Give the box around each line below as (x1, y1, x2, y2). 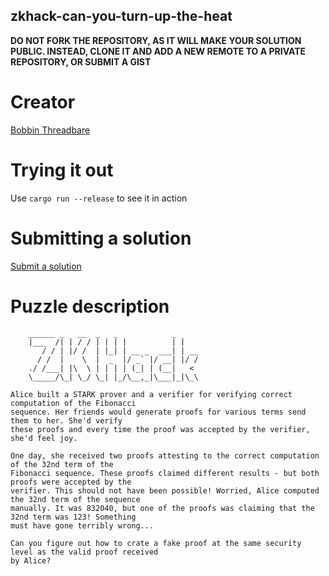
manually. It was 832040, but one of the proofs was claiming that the (10, 503, 315, 513)
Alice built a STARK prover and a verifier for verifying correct (10, 389, 293, 399)
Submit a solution (10, 260, 82, 272)
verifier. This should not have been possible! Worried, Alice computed (10, 485, 320, 496)
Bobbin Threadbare (10, 124, 91, 136)
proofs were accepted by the (10, 477, 132, 487)
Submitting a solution (10, 227, 192, 249)
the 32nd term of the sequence (10, 494, 141, 504)
